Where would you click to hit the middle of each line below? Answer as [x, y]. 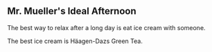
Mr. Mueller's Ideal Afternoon [72, 11]
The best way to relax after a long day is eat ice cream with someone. [106, 27]
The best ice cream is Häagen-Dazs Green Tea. [75, 41]
